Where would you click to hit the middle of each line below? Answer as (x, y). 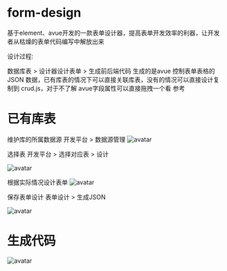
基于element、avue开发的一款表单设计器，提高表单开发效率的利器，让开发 (113, 33)
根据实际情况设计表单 (37, 182)
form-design (44, 13)
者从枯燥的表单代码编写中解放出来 (56, 41)
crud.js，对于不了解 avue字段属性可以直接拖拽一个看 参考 (103, 88)
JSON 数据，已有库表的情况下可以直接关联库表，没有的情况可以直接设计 (110, 79)
